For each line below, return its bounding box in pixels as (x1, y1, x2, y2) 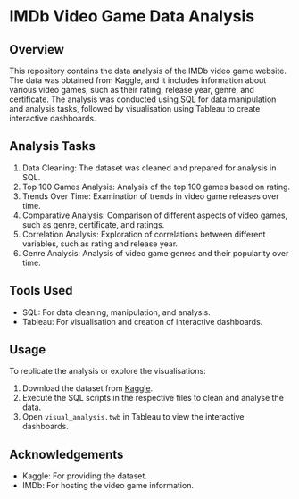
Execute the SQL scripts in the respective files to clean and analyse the (21, 393, 284, 403)
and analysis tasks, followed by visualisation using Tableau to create (9, 104, 261, 113)
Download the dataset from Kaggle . (21, 383, 154, 394)
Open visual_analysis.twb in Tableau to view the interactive (21, 412, 245, 422)
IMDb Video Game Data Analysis (9, 6, 255, 27)
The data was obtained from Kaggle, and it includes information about (9, 75, 267, 86)
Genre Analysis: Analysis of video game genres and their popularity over (21, 247, 289, 258)
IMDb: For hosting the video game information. (21, 480, 195, 491)
